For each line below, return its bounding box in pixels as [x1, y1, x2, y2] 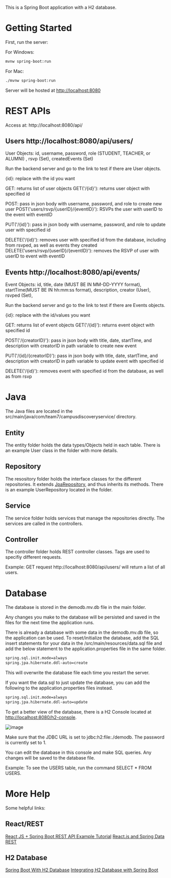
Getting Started [5, 22, 72, 34]
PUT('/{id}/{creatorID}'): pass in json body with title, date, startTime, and [5, 352, 158, 359]
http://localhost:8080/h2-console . [5, 714, 77, 720]
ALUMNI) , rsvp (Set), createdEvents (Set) [5, 156, 93, 162]
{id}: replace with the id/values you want [5, 312, 90, 318]
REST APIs [5, 105, 51, 116]
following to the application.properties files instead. [5, 685, 113, 691]
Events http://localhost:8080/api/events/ [5, 268, 140, 276]
